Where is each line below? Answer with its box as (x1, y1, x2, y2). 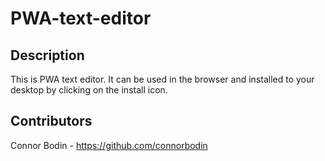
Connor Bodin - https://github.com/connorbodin (10, 139, 208, 151)
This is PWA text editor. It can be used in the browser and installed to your (10, 73, 315, 85)
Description (10, 47, 85, 64)
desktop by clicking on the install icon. (10, 84, 168, 96)
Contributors (10, 113, 93, 130)
